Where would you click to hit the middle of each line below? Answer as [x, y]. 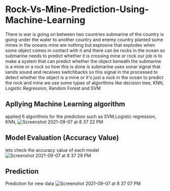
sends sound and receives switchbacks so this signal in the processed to [82, 72]
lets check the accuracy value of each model [52, 150]
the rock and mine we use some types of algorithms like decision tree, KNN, [84, 83]
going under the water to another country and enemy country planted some [84, 40]
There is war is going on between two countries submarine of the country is [84, 34]
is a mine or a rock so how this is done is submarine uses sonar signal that [83, 67]
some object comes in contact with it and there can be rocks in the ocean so [85, 50]
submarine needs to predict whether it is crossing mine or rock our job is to [84, 56]
